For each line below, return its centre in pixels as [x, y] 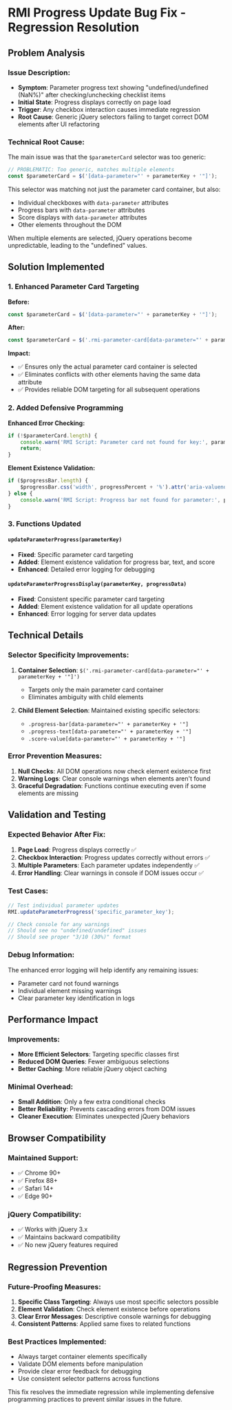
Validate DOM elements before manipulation [80, 1364]
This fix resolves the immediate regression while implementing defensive [111, 1392]
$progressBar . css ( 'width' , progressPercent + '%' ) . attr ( [104, 487]
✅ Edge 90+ [35, 1196]
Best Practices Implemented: [57, 1342]
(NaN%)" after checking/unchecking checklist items [92, 95]
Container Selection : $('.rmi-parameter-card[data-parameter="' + [113, 670]
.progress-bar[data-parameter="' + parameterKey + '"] [108, 724]
